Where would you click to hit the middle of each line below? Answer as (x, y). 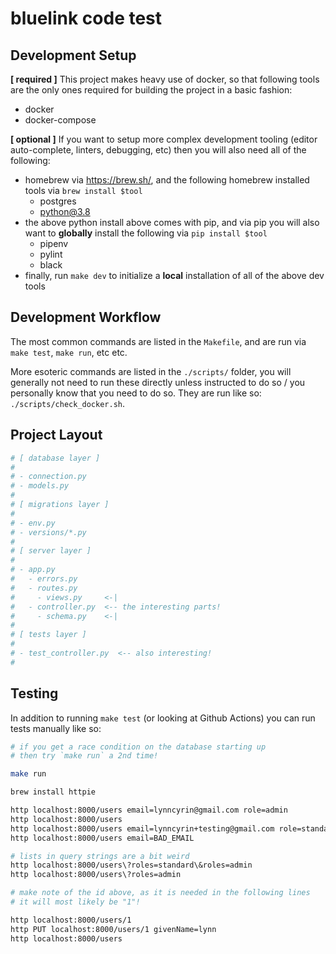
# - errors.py (44, 579)
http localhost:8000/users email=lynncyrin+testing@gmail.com (142, 828)
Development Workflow (86, 317)
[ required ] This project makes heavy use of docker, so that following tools (165, 79)
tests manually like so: (56, 728)
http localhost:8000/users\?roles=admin (96, 875)
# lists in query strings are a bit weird (100, 856)
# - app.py (33, 570)
